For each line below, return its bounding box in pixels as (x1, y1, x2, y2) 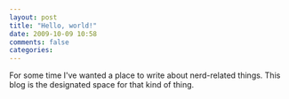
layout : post (9, 12, 58, 22)
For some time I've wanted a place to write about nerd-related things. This (9, 70, 281, 80)
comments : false (9, 37, 69, 47)
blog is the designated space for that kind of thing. (9, 80, 195, 90)
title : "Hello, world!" (9, 21, 98, 30)
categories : (9, 46, 53, 55)
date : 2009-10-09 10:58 (9, 29, 98, 38)
